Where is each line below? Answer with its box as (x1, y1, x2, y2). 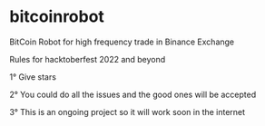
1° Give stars (9, 71, 57, 82)
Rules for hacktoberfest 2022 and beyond (9, 53, 166, 64)
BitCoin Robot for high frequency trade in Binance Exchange (9, 36, 235, 47)
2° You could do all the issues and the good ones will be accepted (9, 89, 257, 100)
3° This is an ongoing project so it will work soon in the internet (9, 106, 246, 117)
